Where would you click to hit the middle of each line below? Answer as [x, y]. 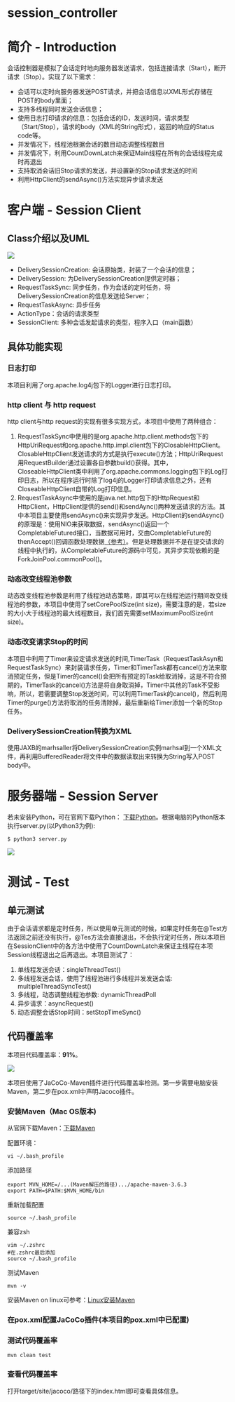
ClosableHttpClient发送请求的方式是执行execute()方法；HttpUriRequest [120, 454]
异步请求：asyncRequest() [56, 1003]
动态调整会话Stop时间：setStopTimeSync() [79, 1012]
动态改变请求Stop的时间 [48, 642]
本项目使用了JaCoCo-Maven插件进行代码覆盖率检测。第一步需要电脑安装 [113, 1083]
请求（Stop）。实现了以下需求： [52, 77]
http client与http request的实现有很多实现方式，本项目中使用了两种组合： [113, 422]
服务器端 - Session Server [83, 796]
